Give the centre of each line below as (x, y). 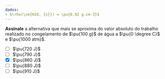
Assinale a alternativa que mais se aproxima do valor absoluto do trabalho (82, 28)
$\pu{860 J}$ (26, 60)
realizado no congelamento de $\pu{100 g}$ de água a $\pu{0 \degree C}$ (82, 34)
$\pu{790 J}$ (26, 54)
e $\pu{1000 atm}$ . (25, 39)
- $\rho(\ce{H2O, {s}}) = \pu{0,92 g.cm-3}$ (52, 14)
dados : (12, 10)
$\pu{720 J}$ (26, 49)
